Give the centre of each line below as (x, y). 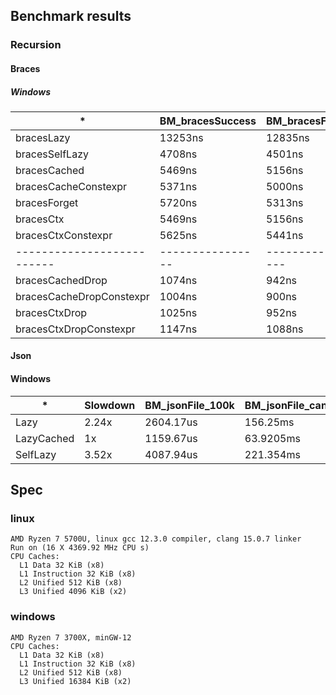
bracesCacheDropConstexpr (82, 296)
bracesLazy (43, 137)
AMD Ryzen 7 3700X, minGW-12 (71, 637)
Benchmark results (71, 16)
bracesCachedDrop (61, 280)
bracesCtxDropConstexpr (75, 329)
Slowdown (110, 405)
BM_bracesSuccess (208, 121)
